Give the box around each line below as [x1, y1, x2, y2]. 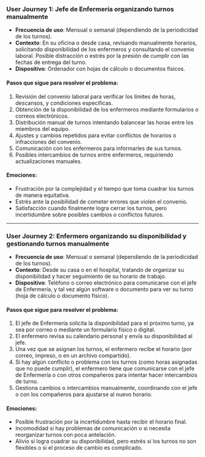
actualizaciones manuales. [15, 157, 82, 165]
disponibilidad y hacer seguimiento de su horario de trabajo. [15, 273, 167, 280]
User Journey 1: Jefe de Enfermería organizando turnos [6, 5, 174, 13]
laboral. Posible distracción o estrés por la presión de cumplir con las [15, 52, 189, 60]
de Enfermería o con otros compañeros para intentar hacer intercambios [15, 371, 198, 379]
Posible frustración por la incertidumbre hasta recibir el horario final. [15, 418, 187, 425]
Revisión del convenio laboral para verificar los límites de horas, [15, 93, 176, 100]
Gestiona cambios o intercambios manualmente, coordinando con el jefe [15, 384, 198, 392]
